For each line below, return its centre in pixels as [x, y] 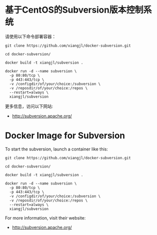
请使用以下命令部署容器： [31, 36]
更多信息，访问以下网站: [29, 106]
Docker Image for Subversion [65, 136]
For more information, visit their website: [45, 218]
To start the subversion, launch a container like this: [56, 149]
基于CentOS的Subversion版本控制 [74, 10]
